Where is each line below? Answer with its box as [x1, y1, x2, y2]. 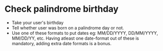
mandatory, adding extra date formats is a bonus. [11, 40, 111, 46]
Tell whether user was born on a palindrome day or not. [11, 25, 124, 30]
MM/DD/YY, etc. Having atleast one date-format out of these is [11, 35, 139, 41]
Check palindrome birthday [4, 3, 119, 15]
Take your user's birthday [11, 20, 64, 25]
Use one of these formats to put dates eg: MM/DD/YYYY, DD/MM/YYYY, [11, 30, 158, 36]
